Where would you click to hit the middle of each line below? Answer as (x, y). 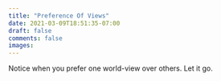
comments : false (35, 38)
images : (21, 46)
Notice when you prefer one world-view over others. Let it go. (110, 68)
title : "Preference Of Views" (59, 16)
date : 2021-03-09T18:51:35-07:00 (64, 23)
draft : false (30, 30)
